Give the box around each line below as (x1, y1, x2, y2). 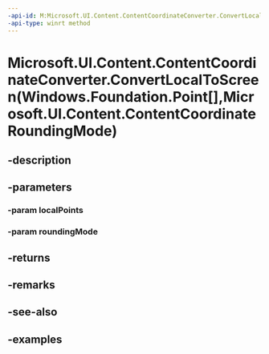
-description (7, 154, 71, 167)
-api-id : (7, 11, 37, 20)
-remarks (7, 278, 55, 292)
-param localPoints (7, 205, 84, 216)
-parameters (7, 181, 72, 195)
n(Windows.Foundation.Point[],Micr (7, 87, 255, 106)
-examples (7, 332, 63, 346)
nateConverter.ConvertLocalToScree (7, 70, 259, 89)
